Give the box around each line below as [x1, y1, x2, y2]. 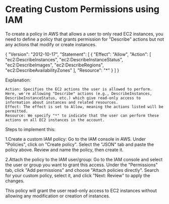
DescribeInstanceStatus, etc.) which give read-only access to [5, 95, 141, 100]
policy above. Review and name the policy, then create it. [5, 147, 124, 153]
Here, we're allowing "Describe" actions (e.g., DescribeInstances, [5, 91, 152, 96]
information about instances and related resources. [5, 99, 119, 105]
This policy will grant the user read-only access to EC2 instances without [5, 187, 157, 193]
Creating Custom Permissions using [5, 4, 160, 15]
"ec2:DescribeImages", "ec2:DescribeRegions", [5, 62, 104, 68]
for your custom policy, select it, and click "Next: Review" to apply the [5, 172, 150, 178]
